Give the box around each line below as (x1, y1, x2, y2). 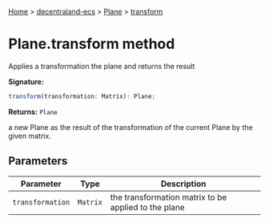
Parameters (8, 154, 68, 168)
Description (160, 178, 207, 189)
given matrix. (8, 131, 52, 140)
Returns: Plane (8, 107, 58, 116)
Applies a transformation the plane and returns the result (8, 61, 195, 71)
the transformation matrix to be (110, 192, 227, 203)
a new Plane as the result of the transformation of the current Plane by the (8, 122, 254, 132)
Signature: (8, 76, 44, 87)
